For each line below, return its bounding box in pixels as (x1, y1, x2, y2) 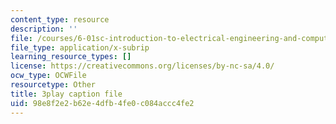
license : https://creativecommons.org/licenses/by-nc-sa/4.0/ (10, 61, 275, 71)
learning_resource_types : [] (10, 52, 132, 62)
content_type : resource (10, 14, 110, 25)
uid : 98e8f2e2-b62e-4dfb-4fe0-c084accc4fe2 (10, 98, 195, 108)
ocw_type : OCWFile (10, 71, 87, 81)
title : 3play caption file (10, 89, 123, 99)
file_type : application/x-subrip (10, 42, 150, 53)
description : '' (10, 24, 78, 34)
